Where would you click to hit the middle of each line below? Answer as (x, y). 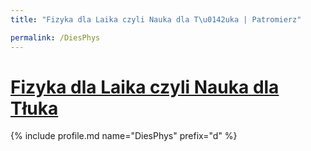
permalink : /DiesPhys (55, 37)
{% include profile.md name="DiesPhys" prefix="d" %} (124, 136)
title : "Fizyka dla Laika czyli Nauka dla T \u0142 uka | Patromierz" (156, 19)
